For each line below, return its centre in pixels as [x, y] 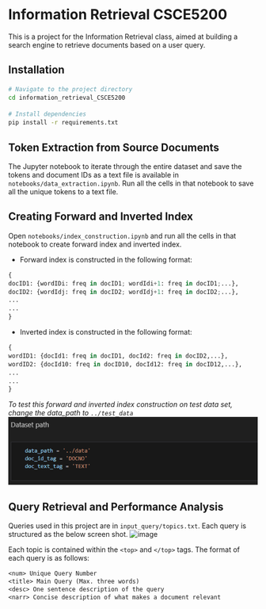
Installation [36, 70]
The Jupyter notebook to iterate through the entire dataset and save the [125, 166]
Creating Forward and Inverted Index [101, 217]
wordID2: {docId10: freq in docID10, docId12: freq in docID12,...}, [125, 364]
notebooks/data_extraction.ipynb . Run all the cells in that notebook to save [131, 183]
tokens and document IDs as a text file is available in [94, 174]
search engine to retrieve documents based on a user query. [107, 44]
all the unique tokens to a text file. [63, 191]
